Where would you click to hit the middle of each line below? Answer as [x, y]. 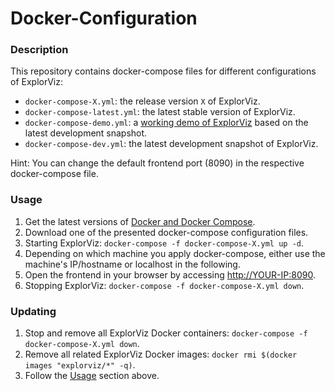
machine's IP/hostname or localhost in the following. [132, 264]
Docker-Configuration [104, 18]
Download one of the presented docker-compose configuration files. [166, 232]
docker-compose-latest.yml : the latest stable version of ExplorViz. [160, 112]
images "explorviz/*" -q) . [80, 365]
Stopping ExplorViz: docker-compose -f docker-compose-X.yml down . [164, 285]
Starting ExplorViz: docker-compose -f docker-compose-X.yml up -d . [164, 243]
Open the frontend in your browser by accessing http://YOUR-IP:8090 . [170, 274]
